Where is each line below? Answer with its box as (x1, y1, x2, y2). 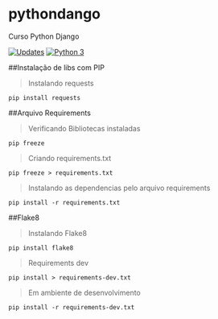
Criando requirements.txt (27, 153, 112, 163)
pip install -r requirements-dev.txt (8, 303, 135, 311)
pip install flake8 (8, 243, 74, 252)
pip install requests (8, 93, 81, 101)
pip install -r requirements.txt (8, 198, 121, 206)
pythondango (8, 5, 101, 23)
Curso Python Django (8, 31, 80, 41)
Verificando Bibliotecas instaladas (27, 123, 141, 133)
